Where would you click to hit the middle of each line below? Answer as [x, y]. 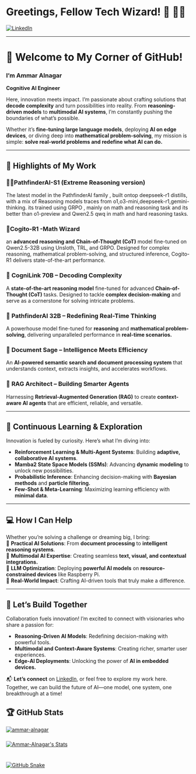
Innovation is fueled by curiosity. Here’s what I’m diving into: [78, 441]
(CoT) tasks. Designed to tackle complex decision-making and [104, 294]
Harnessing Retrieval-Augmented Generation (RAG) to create [81, 396]
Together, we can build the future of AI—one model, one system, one [89, 687]
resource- [153, 568]
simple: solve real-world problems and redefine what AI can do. [84, 142]
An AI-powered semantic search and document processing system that [94, 362]
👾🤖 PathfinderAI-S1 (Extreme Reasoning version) [76, 182]
